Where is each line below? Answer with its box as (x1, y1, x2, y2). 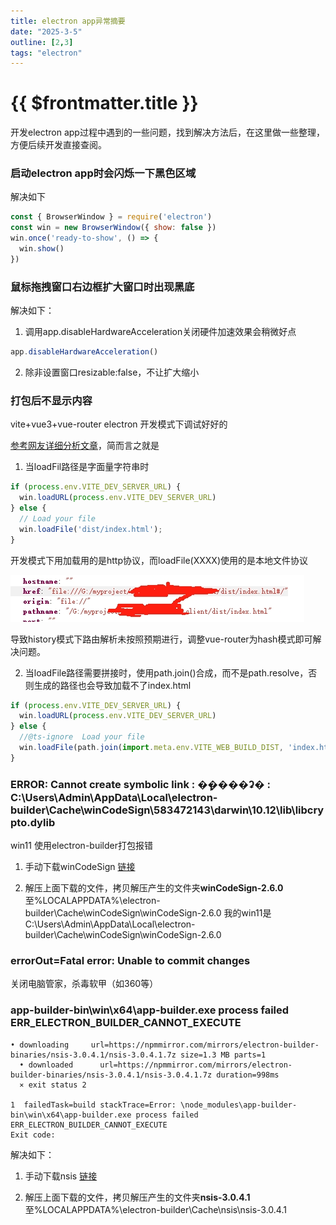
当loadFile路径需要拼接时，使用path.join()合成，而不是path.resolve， (24, 666, 309, 679)
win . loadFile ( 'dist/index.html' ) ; (19, 524, 163, 534)
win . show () (19, 244, 65, 254)
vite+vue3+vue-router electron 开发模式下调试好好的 (10, 418, 228, 430)
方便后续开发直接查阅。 (10, 139, 107, 151)
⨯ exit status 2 (19, 1080, 87, 1090)
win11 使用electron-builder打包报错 (10, 840, 153, 852)
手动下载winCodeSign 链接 (24, 861, 136, 873)
